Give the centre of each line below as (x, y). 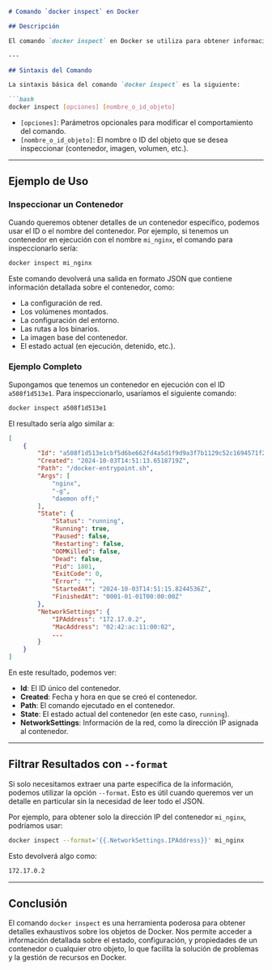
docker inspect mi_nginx (50, 263)
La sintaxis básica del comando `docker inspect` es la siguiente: (125, 85)
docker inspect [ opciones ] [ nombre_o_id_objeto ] (92, 107)
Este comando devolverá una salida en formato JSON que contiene (120, 278)
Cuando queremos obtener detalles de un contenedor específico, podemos (134, 222)
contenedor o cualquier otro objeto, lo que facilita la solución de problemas (134, 949)
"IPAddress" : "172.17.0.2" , (99, 619)
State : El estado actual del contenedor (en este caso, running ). (125, 714)
